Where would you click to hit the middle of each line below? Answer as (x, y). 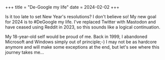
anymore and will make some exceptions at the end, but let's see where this (82, 47)
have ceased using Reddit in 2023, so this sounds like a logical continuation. (83, 27)
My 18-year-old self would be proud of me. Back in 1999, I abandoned (76, 37)
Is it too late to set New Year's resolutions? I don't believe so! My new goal (81, 16)
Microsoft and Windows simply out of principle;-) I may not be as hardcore (81, 42)
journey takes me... (25, 52)
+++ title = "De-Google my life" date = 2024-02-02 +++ (62, 7)
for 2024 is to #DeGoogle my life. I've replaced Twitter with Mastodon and (81, 22)
